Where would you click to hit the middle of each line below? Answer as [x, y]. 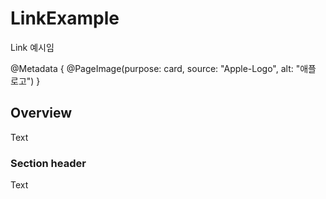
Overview [41, 113]
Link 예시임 [32, 47]
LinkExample [65, 18]
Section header [48, 163]
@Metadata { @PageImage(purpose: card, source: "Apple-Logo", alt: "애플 [163, 68]
